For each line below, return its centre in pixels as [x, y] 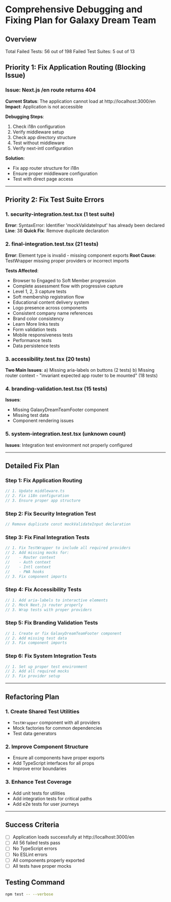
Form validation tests [35, 329]
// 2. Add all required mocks [37, 671]
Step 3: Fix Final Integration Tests [48, 537]
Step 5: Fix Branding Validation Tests [52, 623]
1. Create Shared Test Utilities [42, 711]
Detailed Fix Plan [32, 466]
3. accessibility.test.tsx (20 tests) [48, 359]
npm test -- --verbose [29, 894]
